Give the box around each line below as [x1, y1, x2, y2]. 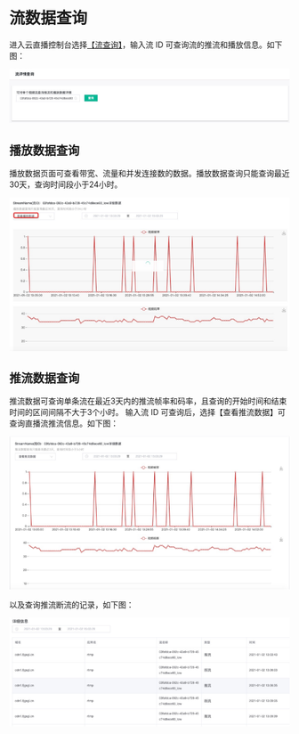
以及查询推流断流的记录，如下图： [9, 599, 134, 610]
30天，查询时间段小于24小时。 [9, 179, 123, 190]
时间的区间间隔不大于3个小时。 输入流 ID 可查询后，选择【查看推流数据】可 [9, 407, 287, 418]
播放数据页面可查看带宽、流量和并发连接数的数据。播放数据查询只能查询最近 [9, 168, 290, 179]
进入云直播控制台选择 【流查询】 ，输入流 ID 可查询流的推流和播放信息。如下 [9, 39, 283, 50]
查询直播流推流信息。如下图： [9, 418, 118, 428]
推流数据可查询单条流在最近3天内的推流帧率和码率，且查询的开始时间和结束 [9, 396, 287, 406]
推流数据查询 [9, 371, 80, 386]
